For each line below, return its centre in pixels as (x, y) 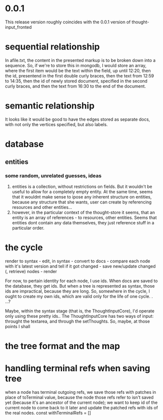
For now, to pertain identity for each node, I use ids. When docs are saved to (81, 281)
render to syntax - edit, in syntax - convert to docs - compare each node (78, 261)
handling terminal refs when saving (78, 368)
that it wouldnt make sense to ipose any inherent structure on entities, (82, 197)
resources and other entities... (42, 207)
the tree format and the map (63, 346)
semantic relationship (50, 106)
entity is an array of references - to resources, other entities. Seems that (84, 218)
